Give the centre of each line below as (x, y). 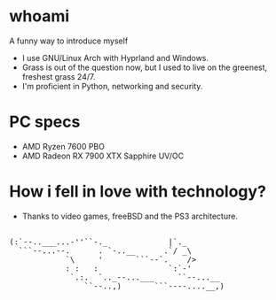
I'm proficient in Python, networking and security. (112, 86)
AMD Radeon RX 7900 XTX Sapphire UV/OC (103, 156)
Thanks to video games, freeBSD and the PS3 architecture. (130, 216)
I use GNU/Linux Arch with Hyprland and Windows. (115, 58)
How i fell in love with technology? (138, 192)
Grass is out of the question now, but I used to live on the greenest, (145, 67)
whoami (39, 16)
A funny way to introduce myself (69, 41)
